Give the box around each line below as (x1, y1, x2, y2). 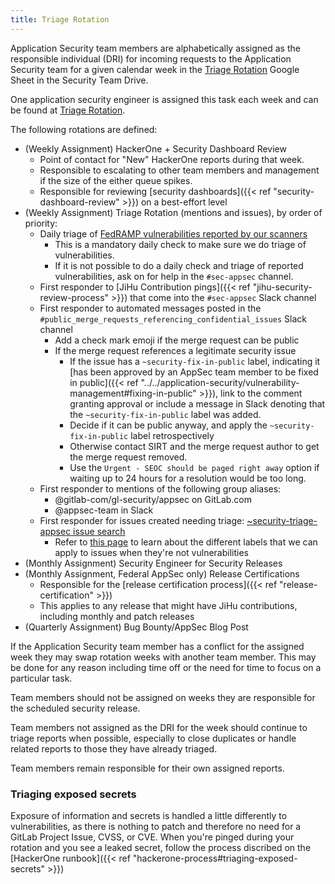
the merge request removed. (69, 451, 188, 463)
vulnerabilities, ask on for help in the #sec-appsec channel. (54, 270, 294, 282)
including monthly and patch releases (39, 610, 195, 622)
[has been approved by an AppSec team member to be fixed (69, 366, 319, 378)
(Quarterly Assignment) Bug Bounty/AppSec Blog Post (24, 621, 249, 633)
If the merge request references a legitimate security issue (54, 344, 297, 356)
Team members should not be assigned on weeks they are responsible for (10, 691, 316, 703)
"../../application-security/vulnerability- (140, 376, 300, 388)
